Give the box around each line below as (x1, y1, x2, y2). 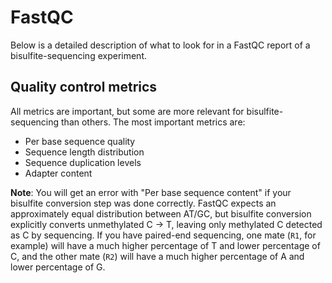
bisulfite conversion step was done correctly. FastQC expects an (10, 197, 277, 209)
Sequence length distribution (24, 146, 145, 158)
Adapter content (24, 167, 93, 179)
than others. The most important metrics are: (61, 116, 246, 128)
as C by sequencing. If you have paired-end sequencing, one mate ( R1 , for (10, 229, 317, 241)
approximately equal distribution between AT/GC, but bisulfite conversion (10, 207, 312, 220)
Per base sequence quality (24, 135, 136, 147)
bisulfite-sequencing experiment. (10, 49, 147, 61)
